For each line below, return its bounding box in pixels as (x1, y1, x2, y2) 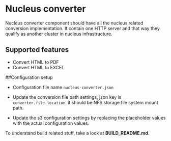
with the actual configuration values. (12, 120, 90, 126)
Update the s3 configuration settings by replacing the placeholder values (12, 115, 166, 121)
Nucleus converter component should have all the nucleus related (5, 20, 144, 26)
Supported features (5, 45, 69, 54)
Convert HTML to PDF (12, 59, 60, 65)
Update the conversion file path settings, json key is (12, 94, 122, 100)
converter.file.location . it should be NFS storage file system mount (12, 99, 159, 105)
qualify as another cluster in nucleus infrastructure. (5, 31, 113, 37)
